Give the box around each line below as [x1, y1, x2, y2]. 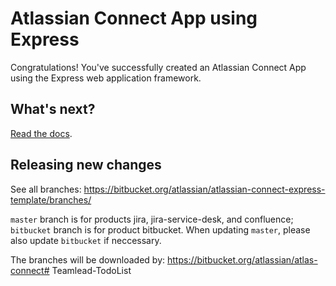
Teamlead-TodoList [51, 264, 132, 276]
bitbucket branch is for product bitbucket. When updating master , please [10, 223, 311, 236]
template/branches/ [10, 193, 92, 206]
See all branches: [10, 183, 82, 195]
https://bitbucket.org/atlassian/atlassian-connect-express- [83, 183, 326, 195]
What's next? [10, 101, 96, 118]
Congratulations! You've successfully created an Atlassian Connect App [10, 61, 307, 73]
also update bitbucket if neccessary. [10, 234, 162, 246]
